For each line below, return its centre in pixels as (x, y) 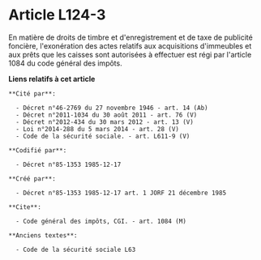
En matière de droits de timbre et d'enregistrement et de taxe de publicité (130, 37)
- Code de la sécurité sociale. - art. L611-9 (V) (103, 136)
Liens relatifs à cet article (52, 79)
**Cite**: (25, 207)
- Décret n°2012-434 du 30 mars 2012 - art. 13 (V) (105, 122)
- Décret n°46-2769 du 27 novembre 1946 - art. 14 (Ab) (112, 108)
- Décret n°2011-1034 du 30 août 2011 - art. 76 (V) (107, 115)
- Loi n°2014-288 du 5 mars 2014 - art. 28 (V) (98, 129)
